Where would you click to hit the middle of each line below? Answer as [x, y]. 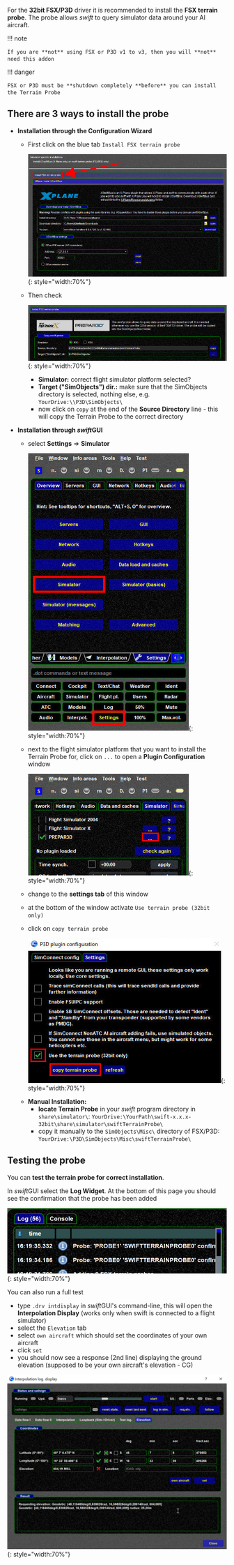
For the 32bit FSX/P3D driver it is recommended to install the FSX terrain [112, 10]
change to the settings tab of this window [88, 894]
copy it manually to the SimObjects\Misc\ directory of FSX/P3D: [129, 1131]
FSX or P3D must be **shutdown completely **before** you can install [112, 86]
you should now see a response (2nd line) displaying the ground [109, 1357]
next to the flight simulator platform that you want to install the [117, 749]
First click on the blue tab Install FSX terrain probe [104, 144]
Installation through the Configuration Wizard [85, 130]
